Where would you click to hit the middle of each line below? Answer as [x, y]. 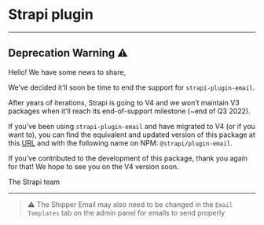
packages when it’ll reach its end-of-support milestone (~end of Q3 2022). [129, 111]
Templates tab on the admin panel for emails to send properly [126, 212]
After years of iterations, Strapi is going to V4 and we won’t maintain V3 [124, 102]
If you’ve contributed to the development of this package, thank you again [128, 158]
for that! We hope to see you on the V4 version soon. [93, 166]
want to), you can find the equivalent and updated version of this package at [132, 135]
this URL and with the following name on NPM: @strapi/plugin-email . [121, 142]
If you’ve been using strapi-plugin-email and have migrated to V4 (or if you [132, 126]
